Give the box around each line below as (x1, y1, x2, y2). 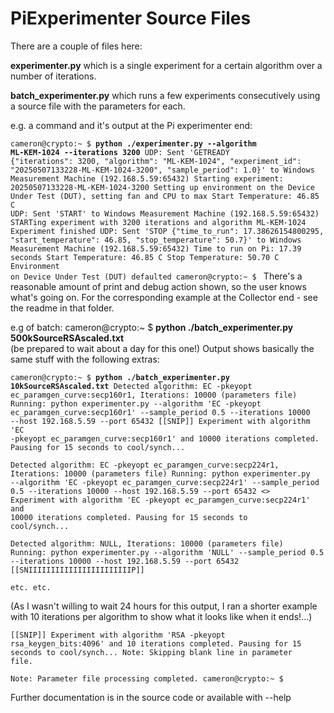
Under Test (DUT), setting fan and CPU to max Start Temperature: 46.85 (10, 191, 320, 201)
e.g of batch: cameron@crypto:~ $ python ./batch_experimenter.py (10, 321, 294, 333)
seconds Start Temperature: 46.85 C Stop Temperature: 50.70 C (10, 252, 280, 262)
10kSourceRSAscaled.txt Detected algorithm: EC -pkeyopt (10, 381, 253, 391)
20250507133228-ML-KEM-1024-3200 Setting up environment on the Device (10, 182, 315, 192)
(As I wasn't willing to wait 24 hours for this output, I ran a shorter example (10, 600, 318, 612)
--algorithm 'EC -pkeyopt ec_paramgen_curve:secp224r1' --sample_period (10, 477, 320, 487)
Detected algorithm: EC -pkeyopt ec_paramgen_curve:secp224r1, (10, 460, 280, 470)
